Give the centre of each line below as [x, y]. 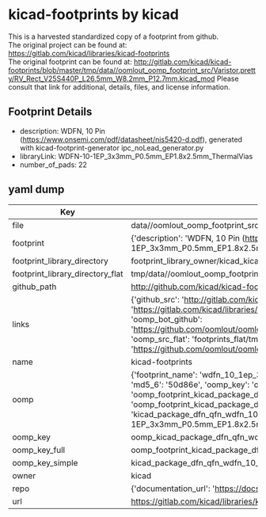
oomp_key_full [39, 450]
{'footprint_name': [164, 374]
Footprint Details [50, 112]
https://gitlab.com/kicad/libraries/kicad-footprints [89, 53]
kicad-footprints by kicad [94, 15]
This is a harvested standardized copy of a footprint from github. [114, 36]
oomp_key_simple [45, 462]
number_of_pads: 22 [53, 165]
